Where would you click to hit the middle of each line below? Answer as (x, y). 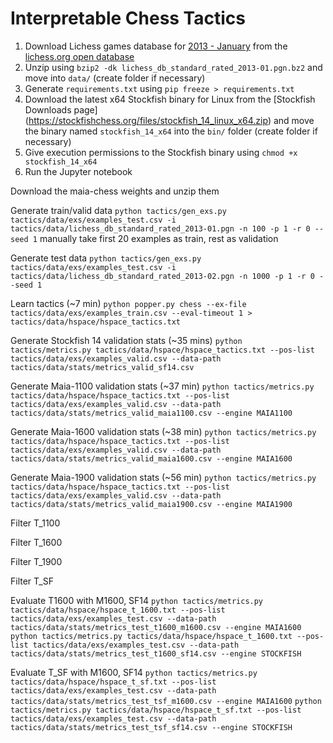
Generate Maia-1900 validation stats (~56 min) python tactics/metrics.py (163, 477)
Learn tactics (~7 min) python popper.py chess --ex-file (128, 303)
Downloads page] (61, 109)
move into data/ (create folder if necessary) (115, 78)
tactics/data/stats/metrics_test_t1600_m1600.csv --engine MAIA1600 (156, 627)
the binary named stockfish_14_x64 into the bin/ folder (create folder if (171, 131)
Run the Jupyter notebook (78, 171)
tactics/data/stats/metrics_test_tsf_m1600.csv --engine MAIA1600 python (166, 701)
